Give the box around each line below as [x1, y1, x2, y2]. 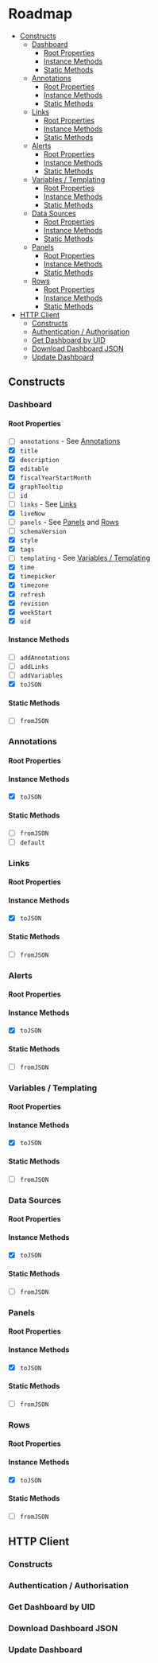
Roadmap [8, 5, 73, 23]
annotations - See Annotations [19, 437, 121, 446]
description [19, 456, 60, 464]
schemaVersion [19, 528, 67, 536]
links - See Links [19, 499, 77, 509]
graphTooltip [19, 483, 64, 491]
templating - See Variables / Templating [19, 554, 151, 563]
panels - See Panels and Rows [19, 518, 119, 527]
